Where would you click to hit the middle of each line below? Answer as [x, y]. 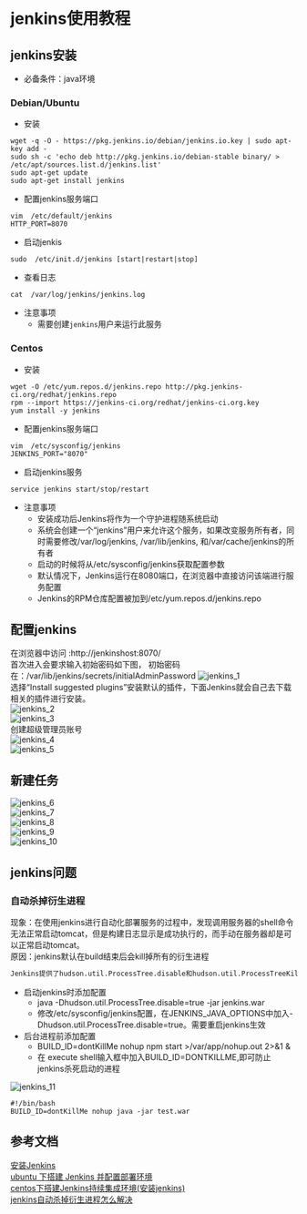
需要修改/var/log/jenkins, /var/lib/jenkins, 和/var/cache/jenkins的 [166, 541]
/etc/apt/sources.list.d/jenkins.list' [86, 165]
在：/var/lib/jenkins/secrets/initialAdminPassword [103, 676]
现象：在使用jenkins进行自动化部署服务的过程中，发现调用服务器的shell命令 [152, 922]
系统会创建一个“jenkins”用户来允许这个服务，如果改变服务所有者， [162, 530]
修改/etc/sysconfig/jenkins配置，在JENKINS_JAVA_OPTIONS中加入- [165, 1013]
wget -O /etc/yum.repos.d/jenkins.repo [86, 387]
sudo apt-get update [50, 173]
